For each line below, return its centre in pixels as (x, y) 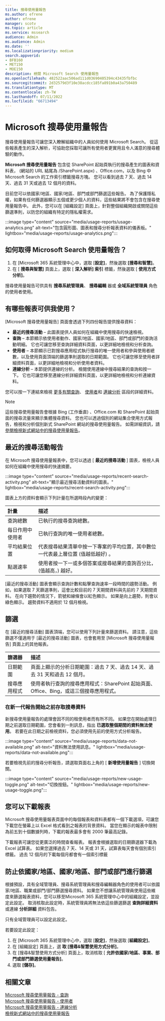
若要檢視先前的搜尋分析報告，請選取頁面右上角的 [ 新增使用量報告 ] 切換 (78, 762)
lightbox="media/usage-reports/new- (112, 784)
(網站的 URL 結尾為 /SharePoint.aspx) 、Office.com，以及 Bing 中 (85, 171)
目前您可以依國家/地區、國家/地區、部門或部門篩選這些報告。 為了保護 (76, 194)
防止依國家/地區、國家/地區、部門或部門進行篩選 (79, 871)
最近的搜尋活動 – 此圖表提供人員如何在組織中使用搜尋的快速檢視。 (79, 332)
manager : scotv (21, 23)
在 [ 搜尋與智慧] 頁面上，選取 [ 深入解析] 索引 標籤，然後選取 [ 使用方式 (84, 269)
